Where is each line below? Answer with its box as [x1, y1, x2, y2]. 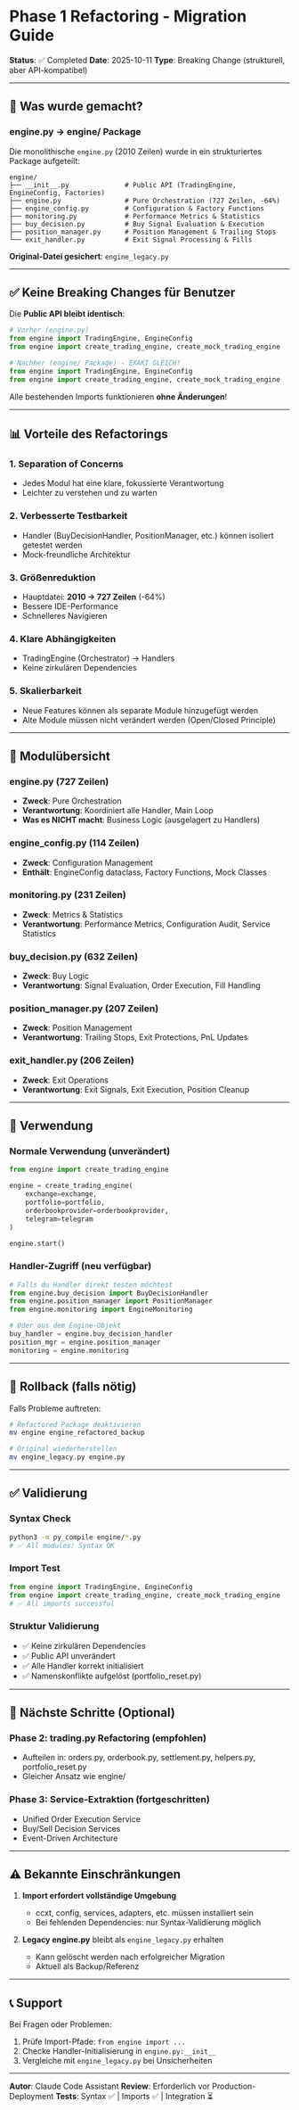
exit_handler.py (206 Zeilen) [9, 1054, 135, 1067]
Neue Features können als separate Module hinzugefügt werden [21, 705, 259, 715]
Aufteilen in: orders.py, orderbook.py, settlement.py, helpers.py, [21, 1752, 256, 1763]
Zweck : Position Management [21, 1023, 133, 1034]
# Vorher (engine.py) [9, 326, 90, 335]
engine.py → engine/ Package [9, 126, 141, 138]
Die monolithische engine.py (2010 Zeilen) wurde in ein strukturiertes [9, 145, 263, 157]
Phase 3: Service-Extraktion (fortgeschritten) [9, 1793, 211, 1806]
